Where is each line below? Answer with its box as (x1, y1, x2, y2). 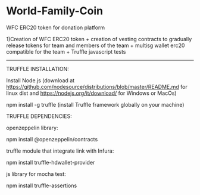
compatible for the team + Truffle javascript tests (6, 48, 126, 55)
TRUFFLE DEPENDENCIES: (6, 112, 73, 120)
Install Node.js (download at (6, 76, 75, 84)
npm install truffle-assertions (6, 182, 77, 189)
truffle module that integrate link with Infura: (6, 147, 114, 154)
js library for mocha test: (6, 170, 67, 177)
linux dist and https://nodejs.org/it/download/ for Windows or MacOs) (6, 89, 177, 97)
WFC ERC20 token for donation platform (6, 24, 105, 31)
